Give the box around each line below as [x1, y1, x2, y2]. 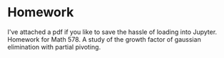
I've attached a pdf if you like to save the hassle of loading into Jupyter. [7, 28, 218, 36]
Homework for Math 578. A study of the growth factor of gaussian [7, 35, 201, 43]
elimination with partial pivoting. [7, 42, 101, 51]
